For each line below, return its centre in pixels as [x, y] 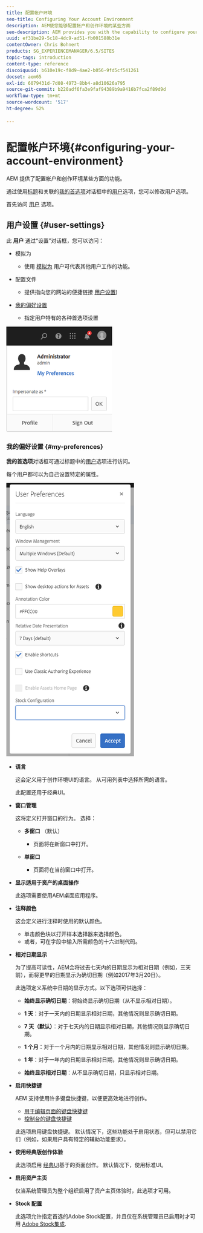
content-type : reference [37, 64]
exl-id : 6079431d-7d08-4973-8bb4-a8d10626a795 [66, 83]
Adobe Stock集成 [43, 1224]
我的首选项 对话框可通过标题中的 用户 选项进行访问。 [70, 461]
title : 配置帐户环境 [29, 13]
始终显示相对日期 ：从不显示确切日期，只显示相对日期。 [93, 1073]
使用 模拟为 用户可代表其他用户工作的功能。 [79, 266]
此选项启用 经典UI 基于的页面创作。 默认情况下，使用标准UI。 [91, 1165]
